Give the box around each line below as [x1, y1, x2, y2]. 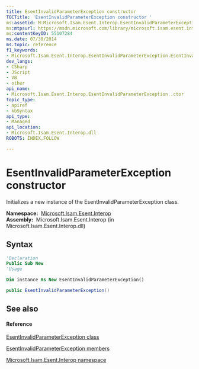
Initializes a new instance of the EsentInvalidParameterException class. [6, 198, 179, 205]
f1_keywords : [6, 47, 38, 53]
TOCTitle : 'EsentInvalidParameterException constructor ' [6, 14, 152, 20]
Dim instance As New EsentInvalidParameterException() [6, 277, 145, 283]
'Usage [6, 266, 23, 272]
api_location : [6, 124, 41, 130]
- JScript [6, 69, 31, 75]
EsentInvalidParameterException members [6, 345, 110, 352]
